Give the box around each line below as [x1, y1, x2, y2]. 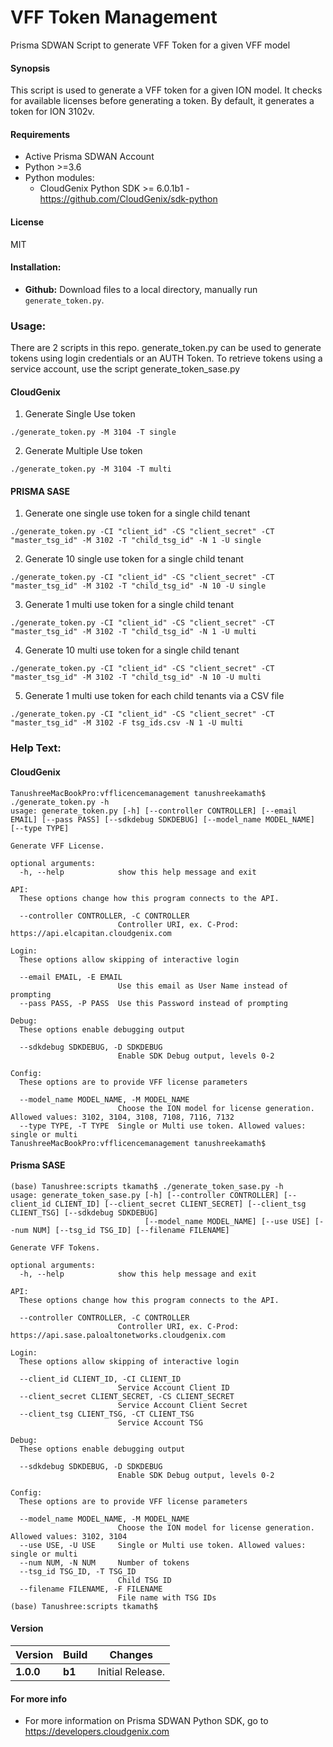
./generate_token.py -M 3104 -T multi [10, 464, 172, 475]
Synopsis [10, 62, 51, 74]
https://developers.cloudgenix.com [24, 1726, 170, 1738]
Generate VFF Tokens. [10, 1242, 101, 1253]
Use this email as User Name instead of [117, 981, 288, 991]
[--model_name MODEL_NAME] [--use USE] [144, 1216, 311, 1226]
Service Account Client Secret [117, 1400, 248, 1410]
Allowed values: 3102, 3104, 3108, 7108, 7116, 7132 [10, 1112, 235, 1122]
